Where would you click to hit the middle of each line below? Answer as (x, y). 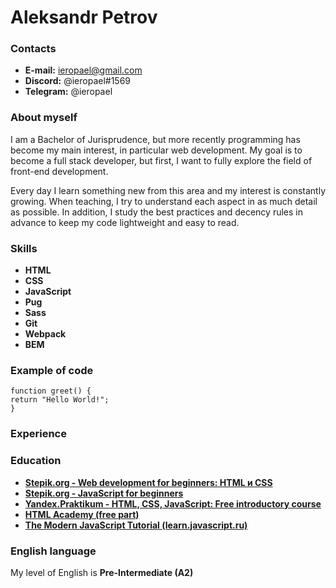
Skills (24, 248)
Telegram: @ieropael (68, 92)
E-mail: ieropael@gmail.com (83, 70)
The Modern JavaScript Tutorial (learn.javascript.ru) (136, 525)
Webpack (45, 334)
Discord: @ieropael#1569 (78, 81)
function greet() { (51, 391)
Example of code (52, 370)
